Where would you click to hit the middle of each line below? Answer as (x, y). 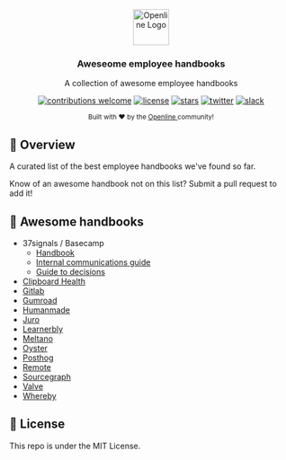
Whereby (39, 395)
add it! (21, 193)
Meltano (38, 338)
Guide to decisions (71, 271)
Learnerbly (43, 329)
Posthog (38, 358)
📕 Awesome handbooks (76, 221)
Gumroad (40, 300)
